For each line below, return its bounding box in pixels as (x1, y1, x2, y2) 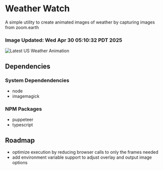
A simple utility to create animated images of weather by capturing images (5, 19, 155, 25)
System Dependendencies (5, 77, 70, 84)
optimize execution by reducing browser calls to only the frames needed (12, 149, 159, 155)
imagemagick (12, 93, 40, 99)
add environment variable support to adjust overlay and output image (12, 154, 152, 160)
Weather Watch (5, 3, 70, 14)
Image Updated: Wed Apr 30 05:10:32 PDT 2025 (5, 36, 122, 43)
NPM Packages (5, 105, 42, 112)
